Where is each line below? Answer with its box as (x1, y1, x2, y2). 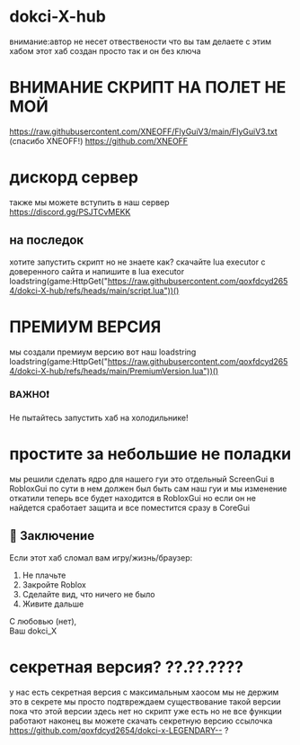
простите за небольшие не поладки (9, 444, 292, 464)
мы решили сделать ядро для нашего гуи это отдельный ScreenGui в (9, 473, 275, 484)
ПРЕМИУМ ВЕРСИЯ (9, 317, 162, 337)
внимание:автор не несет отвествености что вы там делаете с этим (9, 36, 272, 47)
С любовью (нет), (9, 615, 77, 626)
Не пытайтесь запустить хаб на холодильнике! (9, 412, 189, 423)
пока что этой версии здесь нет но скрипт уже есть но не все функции (9, 705, 283, 716)
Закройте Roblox (22, 579, 87, 590)
